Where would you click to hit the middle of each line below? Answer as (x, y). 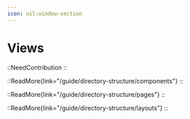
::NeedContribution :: (37, 68)
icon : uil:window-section (45, 14)
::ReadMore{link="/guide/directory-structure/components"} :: (95, 81)
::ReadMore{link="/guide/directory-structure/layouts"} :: (88, 108)
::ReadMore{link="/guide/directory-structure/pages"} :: (86, 94)
